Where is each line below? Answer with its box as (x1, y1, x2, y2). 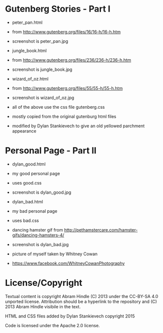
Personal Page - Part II (5, 145, 97, 156)
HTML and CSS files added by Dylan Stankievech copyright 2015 (5, 313, 135, 319)
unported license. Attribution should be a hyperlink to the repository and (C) (5, 299, 157, 304)
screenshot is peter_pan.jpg (12, 38, 69, 44)
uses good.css (12, 180, 42, 185)
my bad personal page (12, 208, 57, 214)
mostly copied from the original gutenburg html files (12, 113, 117, 119)
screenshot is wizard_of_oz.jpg (12, 95, 74, 100)
